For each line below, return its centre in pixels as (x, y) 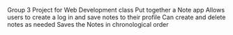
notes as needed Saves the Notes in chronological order (88, 24)
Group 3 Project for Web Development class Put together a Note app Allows (116, 10)
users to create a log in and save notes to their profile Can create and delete (116, 17)
